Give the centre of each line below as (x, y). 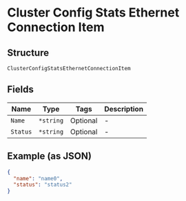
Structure (28, 53)
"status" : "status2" (43, 185)
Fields (21, 90)
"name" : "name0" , (38, 178)
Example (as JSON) (49, 156)
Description (124, 109)
